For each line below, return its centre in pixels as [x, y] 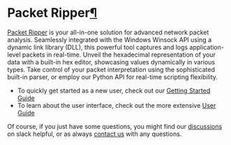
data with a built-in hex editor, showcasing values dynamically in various [111, 62]
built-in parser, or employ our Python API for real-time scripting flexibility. [113, 77]
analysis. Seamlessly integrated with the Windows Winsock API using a [109, 39]
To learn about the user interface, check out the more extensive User [117, 105]
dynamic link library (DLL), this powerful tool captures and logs [98, 47]
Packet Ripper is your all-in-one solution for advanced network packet [108, 32]
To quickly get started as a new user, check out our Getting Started [114, 90]
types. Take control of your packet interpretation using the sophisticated [111, 69]
